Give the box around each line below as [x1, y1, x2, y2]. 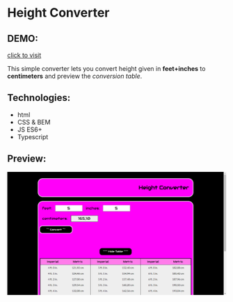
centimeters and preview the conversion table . [7, 72, 143, 80]
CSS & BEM [17, 118, 51, 126]
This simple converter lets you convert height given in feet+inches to [7, 65, 206, 72]
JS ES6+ [17, 125, 43, 134]
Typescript [17, 132, 49, 141]
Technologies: [7, 92, 71, 104]
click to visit [7, 51, 42, 59]
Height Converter [7, 5, 110, 21]
